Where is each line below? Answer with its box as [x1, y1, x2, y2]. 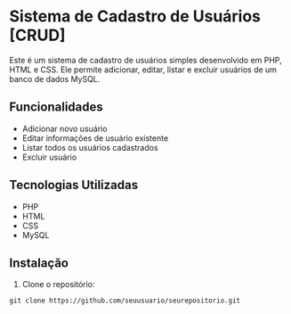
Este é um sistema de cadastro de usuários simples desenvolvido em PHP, [9, 54, 282, 65]
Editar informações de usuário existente [21, 132, 169, 144]
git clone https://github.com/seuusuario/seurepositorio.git [9, 296, 241, 305]
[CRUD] [9, 25, 66, 45]
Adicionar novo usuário [21, 123, 108, 134]
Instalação [9, 255, 69, 270]
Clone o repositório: [21, 279, 95, 290]
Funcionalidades [9, 100, 104, 115]
